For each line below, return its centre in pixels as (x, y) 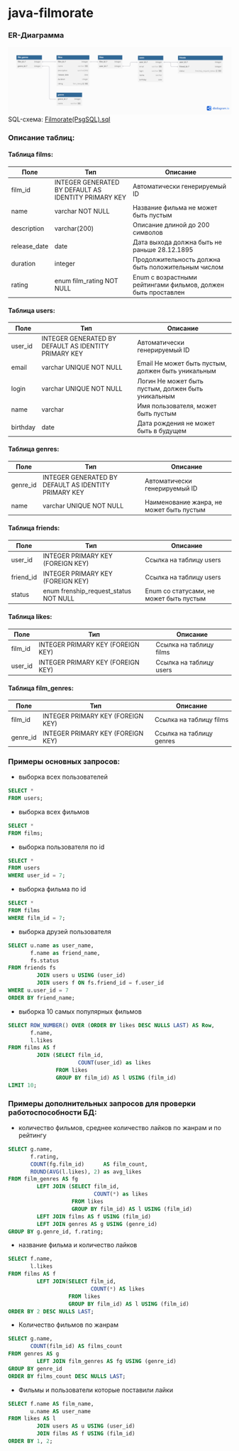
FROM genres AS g (34, 1354)
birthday (23, 427)
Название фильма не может (175, 207)
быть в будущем (162, 431)
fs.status (45, 960)
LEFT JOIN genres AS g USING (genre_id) (97, 1224)
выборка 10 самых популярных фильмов (80, 1011)
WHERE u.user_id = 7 (39, 991)
